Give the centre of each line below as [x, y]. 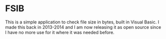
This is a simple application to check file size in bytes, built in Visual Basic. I [82, 22]
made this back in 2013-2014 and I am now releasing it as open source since [83, 27]
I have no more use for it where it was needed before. [60, 32]
